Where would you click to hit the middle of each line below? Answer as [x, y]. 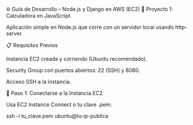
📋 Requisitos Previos [32, 45]
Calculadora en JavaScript [38, 16]
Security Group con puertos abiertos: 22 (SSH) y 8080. [73, 70]
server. [15, 33]
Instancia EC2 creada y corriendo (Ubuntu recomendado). [77, 59]
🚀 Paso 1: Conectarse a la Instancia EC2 [55, 93]
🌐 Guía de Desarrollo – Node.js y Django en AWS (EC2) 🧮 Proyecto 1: [89, 9]
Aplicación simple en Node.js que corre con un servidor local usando [90, 27]
